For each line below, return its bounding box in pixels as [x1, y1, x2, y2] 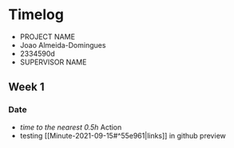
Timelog [8, 6, 64, 24]
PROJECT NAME [19, 32, 76, 41]
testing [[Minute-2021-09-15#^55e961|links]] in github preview [19, 130, 226, 140]
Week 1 [8, 80, 45, 94]
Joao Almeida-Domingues [19, 40, 106, 49]
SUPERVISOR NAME [19, 57, 87, 67]
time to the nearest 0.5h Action [19, 122, 122, 132]
